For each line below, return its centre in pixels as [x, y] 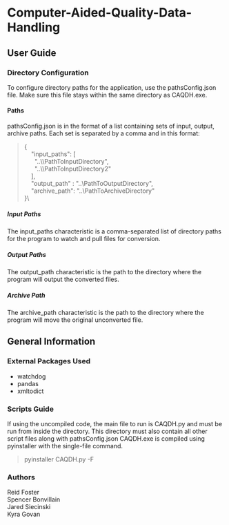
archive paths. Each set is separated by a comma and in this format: [103, 133]
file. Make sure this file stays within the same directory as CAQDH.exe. [107, 95]
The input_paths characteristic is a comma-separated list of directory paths [114, 231]
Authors [21, 477]
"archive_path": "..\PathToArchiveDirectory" [93, 191]
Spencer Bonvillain [34, 499]
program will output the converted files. [63, 279]
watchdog [31, 376]
